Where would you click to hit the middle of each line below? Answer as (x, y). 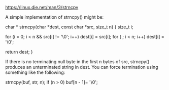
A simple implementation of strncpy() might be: (55, 17)
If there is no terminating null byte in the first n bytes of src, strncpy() (77, 62)
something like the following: (35, 72)
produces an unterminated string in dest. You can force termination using (82, 67)
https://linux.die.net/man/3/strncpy (42, 7)
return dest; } (19, 52)
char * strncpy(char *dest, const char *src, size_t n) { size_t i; (69, 27)
